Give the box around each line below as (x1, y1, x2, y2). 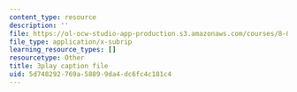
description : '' (9, 21, 69, 30)
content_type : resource (9, 12, 97, 22)
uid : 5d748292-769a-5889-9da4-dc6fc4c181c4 (9, 70, 172, 79)
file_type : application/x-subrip (9, 37, 133, 46)
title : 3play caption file (9, 62, 109, 71)
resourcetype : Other (9, 53, 86, 62)
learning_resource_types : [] (9, 46, 117, 54)
